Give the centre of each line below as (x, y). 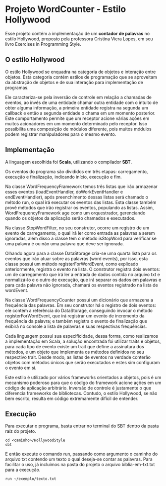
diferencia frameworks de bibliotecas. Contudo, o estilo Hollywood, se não (81, 393)
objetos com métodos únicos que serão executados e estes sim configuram (83, 362)
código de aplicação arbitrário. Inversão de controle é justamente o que (78, 388)
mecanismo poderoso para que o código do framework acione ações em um (83, 383)
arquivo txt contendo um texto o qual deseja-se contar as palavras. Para (79, 459)
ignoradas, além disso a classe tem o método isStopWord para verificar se (81, 238)
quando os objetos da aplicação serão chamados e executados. (70, 218)
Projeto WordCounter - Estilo (66, 9)
